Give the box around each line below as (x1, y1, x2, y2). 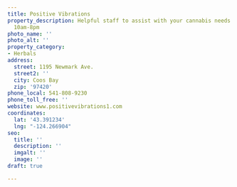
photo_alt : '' (7, 37, 50, 44)
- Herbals (7, 50, 37, 58)
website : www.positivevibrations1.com (7, 103, 122, 110)
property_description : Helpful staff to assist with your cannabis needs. (7, 17, 234, 24)
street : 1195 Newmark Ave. (14, 63, 94, 70)
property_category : (7, 43, 65, 50)
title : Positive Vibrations (7, 10, 91, 18)
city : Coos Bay (14, 76, 59, 84)
